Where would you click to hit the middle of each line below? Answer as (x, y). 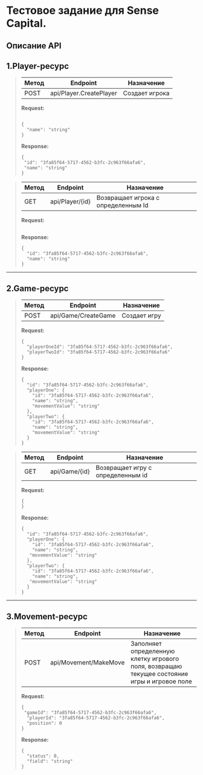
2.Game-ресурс (37, 288)
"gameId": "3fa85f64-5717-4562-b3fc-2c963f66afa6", (90, 713)
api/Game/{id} (70, 472)
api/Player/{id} (71, 202)
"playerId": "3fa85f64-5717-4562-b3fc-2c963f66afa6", (96, 718)
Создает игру (141, 316)
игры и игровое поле (161, 681)
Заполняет (146, 644)
